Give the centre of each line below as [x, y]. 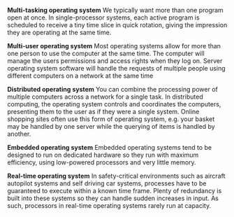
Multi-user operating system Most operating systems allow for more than [114, 46]
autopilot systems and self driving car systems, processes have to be [107, 183]
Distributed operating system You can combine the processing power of [112, 89]
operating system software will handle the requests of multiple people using [116, 68]
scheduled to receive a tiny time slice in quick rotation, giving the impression [117, 25]
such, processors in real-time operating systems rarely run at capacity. [109, 205]
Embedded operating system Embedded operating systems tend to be [109, 147]
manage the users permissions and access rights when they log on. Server [115, 61]
